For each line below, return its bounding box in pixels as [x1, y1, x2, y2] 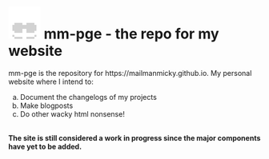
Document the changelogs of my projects [19, 92, 158, 101]
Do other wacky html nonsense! [19, 109, 126, 118]
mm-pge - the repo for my [43, 25, 219, 43]
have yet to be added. [8, 141, 82, 151]
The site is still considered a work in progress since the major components [8, 133, 261, 142]
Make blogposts [19, 101, 74, 110]
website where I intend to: [8, 77, 94, 86]
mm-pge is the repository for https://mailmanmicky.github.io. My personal [8, 68, 252, 78]
